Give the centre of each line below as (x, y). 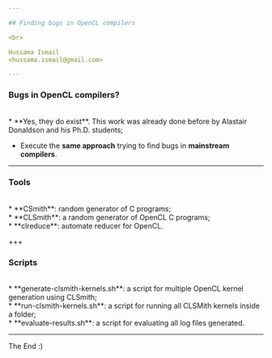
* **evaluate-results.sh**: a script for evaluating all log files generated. (127, 323)
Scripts (23, 262)
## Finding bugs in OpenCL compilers (72, 23)
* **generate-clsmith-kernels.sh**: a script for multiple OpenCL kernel (126, 289)
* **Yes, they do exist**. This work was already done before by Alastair (127, 121)
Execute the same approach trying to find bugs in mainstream (125, 145)
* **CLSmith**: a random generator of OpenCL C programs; (109, 217)
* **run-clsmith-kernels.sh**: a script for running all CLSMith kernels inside (134, 306)
